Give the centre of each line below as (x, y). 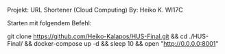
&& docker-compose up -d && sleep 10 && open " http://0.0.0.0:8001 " (121, 43)
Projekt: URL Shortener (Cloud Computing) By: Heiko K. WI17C (95, 10)
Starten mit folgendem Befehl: (49, 23)
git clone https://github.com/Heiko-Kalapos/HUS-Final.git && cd (97, 36)
